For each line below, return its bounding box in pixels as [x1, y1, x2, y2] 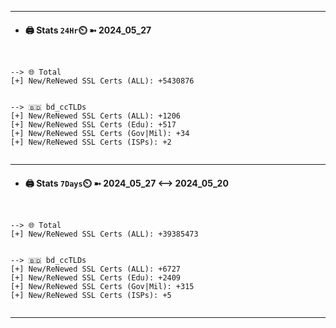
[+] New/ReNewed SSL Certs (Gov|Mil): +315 [10, 282, 195, 292]
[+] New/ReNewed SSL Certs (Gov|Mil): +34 [10, 129, 190, 139]
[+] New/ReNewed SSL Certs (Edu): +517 [10, 120, 177, 130]
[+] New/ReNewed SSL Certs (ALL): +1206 [10, 111, 182, 121]
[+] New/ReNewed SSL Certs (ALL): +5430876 [10, 76, 195, 86]
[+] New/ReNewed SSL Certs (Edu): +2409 [10, 273, 182, 283]
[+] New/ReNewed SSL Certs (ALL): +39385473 [10, 229, 199, 240]
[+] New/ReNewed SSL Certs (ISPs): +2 [10, 137, 172, 148]
